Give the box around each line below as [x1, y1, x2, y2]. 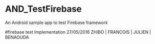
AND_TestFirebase [5, 3, 82, 15]
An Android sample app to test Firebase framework [5, 20, 108, 25]
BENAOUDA [5, 34, 29, 40]
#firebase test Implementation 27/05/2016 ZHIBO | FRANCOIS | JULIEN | [5, 29, 152, 35]
